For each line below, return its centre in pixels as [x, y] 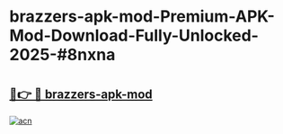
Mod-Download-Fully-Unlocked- [134, 36]
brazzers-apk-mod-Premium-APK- [142, 17]
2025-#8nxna [62, 55]
